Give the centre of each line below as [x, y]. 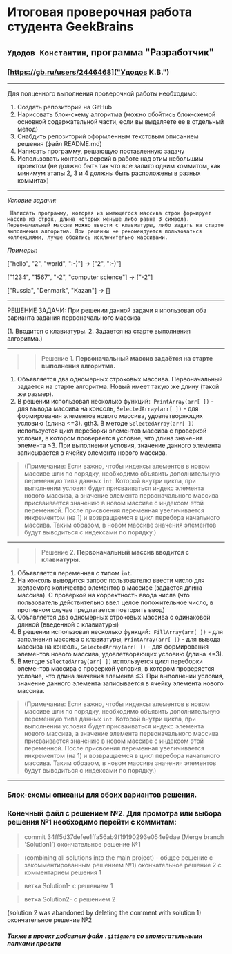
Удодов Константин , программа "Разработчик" [111, 52]
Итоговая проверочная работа [100, 12]
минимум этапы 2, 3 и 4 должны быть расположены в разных [109, 173]
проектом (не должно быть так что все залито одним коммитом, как [119, 165]
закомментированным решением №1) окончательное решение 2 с [123, 865]
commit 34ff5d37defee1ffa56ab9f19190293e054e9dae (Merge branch [124, 837]
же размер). [35, 394]
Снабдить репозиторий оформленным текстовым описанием [108, 136]
